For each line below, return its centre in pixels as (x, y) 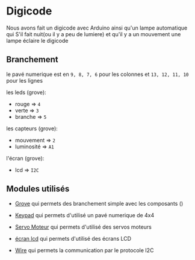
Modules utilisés (38, 189)
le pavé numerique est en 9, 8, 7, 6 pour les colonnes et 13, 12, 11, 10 (97, 74)
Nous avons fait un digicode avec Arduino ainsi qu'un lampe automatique (97, 28)
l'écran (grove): (25, 158)
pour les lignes (25, 80)
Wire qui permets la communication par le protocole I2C (84, 250)
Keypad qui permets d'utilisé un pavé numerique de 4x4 (85, 215)
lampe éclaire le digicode (37, 40)
